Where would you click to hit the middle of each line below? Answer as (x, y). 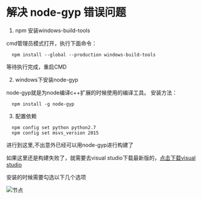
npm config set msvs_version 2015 (55, 133)
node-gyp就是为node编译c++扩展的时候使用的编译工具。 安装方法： (92, 92)
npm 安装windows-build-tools (52, 30)
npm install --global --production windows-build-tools (84, 55)
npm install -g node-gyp (43, 104)
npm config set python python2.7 (54, 127)
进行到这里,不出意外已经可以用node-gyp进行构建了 (70, 145)
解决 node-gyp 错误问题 (66, 12)
